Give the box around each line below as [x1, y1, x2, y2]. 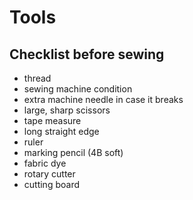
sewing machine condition [23, 83, 133, 95]
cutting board [23, 179, 80, 190]
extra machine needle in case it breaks [23, 94, 184, 105]
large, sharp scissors [23, 104, 111, 116]
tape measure [23, 115, 82, 126]
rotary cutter [23, 168, 76, 180]
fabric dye [23, 157, 67, 169]
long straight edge [23, 126, 100, 137]
